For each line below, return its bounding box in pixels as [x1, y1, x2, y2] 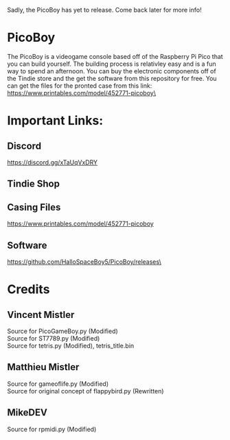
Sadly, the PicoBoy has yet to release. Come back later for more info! [7, 6, 202, 14]
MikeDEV [7, 407, 48, 419]
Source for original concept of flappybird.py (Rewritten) [7, 387, 164, 395]
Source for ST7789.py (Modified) [7, 334, 100, 342]
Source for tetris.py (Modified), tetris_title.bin [7, 341, 135, 350]
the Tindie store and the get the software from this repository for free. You [7, 74, 218, 82]
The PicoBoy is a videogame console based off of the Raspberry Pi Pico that [7, 52, 223, 60]
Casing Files [7, 201, 61, 213]
